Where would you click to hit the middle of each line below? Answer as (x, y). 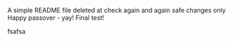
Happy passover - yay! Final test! (56, 18)
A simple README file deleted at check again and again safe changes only (116, 10)
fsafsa (17, 31)
